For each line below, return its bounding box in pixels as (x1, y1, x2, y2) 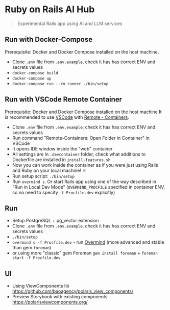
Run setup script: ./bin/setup (12, 173, 75, 179)
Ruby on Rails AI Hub (5, 4, 95, 15)
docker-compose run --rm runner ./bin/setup (12, 81, 109, 86)
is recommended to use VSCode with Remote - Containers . (5, 114, 130, 120)
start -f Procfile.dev (12, 255, 61, 261)
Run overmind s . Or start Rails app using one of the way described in (12, 178, 157, 185)
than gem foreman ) (12, 245, 52, 251)
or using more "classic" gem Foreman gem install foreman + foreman (12, 250, 158, 256)
